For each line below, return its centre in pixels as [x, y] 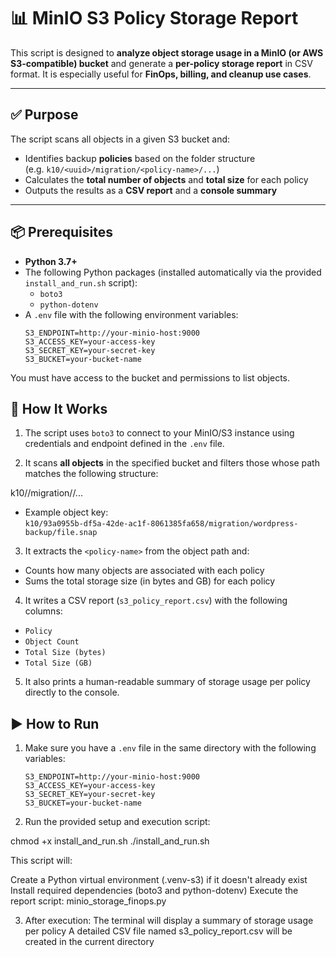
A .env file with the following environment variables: [131, 314]
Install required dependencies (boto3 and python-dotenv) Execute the [154, 891]
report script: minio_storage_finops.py [88, 901]
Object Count [52, 642]
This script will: [41, 861]
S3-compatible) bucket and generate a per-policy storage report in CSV [161, 63]
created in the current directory [89, 942]
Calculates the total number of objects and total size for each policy [166, 179]
